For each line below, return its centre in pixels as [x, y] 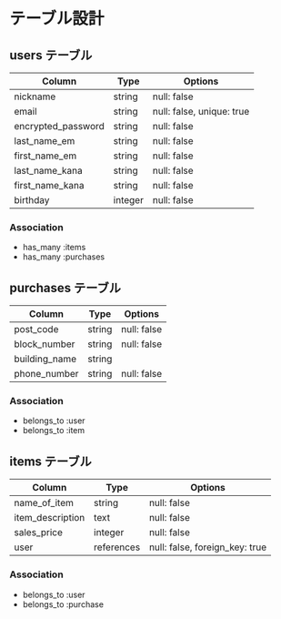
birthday [32, 200]
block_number [45, 344]
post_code [36, 330]
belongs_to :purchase [63, 604]
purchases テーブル [65, 288]
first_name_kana [49, 185]
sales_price [39, 533]
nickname [35, 96]
